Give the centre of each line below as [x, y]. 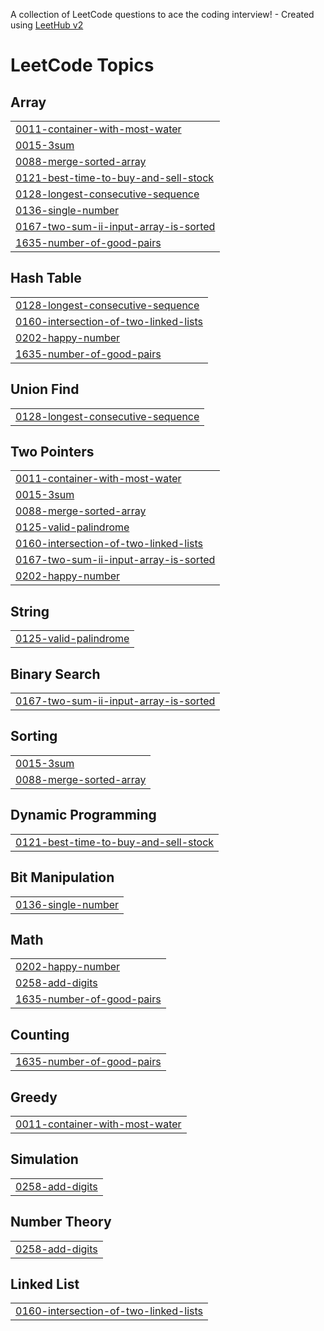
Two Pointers [52, 452]
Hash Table [46, 278]
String [30, 611]
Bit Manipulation [62, 877]
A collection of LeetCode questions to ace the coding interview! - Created [162, 14]
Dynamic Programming [83, 815]
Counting [40, 1034]
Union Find [45, 389]
